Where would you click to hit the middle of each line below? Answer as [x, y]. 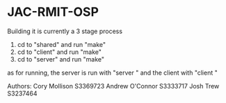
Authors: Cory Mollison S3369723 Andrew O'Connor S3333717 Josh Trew [113, 86]
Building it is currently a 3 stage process [65, 31]
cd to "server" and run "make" [61, 59]
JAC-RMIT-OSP [53, 12]
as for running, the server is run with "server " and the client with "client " [112, 73]
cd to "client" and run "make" [59, 52]
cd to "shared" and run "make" [62, 44]
